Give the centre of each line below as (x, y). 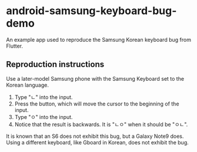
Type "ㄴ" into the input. (44, 97)
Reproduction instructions (55, 65)
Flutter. (15, 46)
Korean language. (27, 85)
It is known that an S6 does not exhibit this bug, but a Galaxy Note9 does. (95, 136)
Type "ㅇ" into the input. (44, 117)
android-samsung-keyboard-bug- (91, 11)
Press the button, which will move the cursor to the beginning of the (97, 104)
